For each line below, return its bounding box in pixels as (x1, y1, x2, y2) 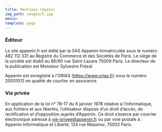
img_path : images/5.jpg (5, 12, 53, 16)
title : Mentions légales (5, 7, 55, 12)
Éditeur (5, 37, 23, 44)
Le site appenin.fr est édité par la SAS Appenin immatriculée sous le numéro (5, 48, 158, 53)
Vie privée (5, 90, 30, 97)
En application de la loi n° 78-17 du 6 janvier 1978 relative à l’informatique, (5, 100, 153, 107)
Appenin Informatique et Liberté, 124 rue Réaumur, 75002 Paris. (5, 121, 132, 127)
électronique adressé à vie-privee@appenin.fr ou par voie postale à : (5, 116, 143, 122)
